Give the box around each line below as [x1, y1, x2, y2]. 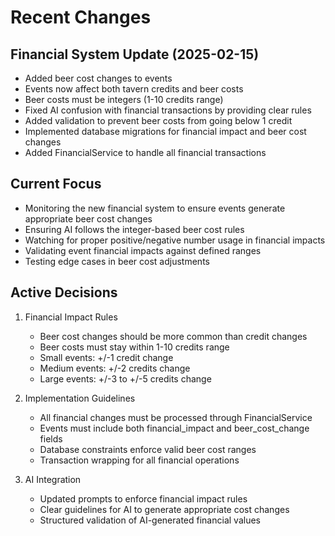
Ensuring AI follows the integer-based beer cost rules [24, 223, 245, 235]
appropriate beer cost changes [24, 212, 153, 225]
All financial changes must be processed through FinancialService [39, 411, 313, 423]
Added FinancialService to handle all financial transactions [24, 147, 267, 158]
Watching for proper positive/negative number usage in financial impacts [24, 234, 326, 246]
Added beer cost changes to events [24, 72, 173, 84]
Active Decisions [10, 284, 118, 301]
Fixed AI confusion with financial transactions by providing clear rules [24, 104, 312, 116]
